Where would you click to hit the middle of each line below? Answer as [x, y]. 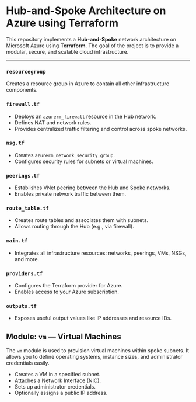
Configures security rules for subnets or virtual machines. [84, 161]
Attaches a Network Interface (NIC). [57, 380]
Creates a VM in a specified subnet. [57, 375]
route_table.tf [28, 208]
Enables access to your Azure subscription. [67, 292]
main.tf [17, 241]
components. [22, 90]
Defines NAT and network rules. [53, 122]
